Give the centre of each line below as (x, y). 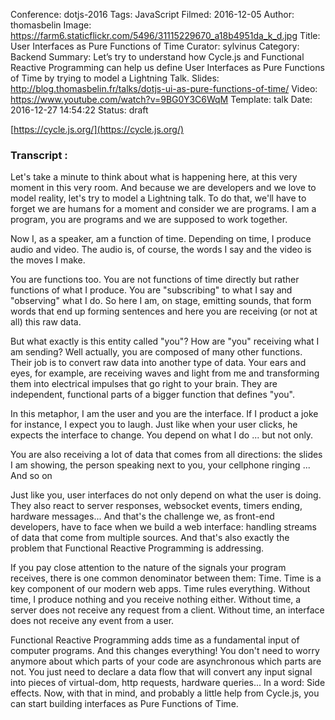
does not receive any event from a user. (92, 621)
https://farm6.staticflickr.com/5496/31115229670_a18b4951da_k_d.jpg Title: (165, 35)
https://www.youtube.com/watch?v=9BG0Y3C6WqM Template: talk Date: (161, 99)
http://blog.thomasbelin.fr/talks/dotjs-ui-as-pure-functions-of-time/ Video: (164, 88)
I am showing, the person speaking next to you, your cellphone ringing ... (160, 465)
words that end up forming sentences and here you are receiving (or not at (164, 311)
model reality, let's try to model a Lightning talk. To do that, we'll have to (158, 198)
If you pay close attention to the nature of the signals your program (148, 568)
